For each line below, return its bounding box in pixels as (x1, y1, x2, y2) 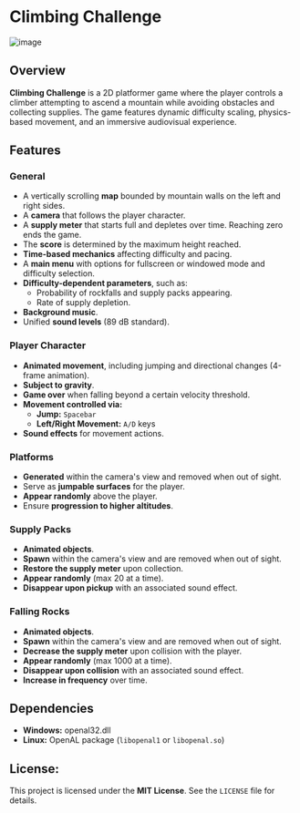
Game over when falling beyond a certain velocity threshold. (22, 389, 251, 400)
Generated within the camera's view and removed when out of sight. (22, 471, 282, 482)
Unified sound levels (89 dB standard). (22, 316, 171, 327)
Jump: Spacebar (36, 408, 97, 419)
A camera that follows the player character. (22, 210, 186, 221)
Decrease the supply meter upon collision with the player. (22, 645, 243, 656)
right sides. (22, 201, 66, 211)
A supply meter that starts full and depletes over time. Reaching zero (22, 220, 284, 231)
